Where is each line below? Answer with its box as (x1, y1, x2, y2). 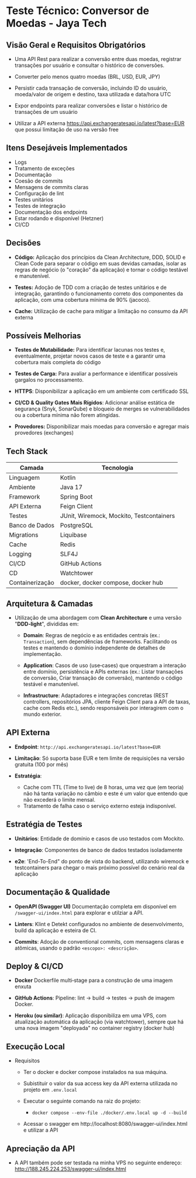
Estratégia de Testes (6, 819, 82, 829)
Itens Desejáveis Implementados (6, 143, 128, 153)
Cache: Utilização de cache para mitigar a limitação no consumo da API (14, 307, 188, 315)
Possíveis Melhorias (6, 331, 81, 341)
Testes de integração (14, 202, 66, 209)
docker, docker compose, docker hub (60, 578, 164, 587)
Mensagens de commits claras (14, 183, 89, 190)
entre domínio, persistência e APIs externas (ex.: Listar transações (23, 668, 183, 675)
